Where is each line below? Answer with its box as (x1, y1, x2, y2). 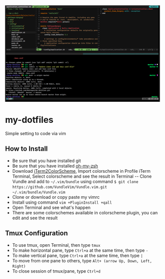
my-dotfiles (5, 115, 54, 125)
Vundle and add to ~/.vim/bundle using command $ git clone (12, 178, 138, 184)
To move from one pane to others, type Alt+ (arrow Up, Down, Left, (12, 257, 152, 263)
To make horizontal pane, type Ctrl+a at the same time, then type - (12, 247, 148, 253)
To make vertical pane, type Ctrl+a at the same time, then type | (12, 253, 143, 258)
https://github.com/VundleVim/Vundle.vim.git (12, 185, 107, 189)
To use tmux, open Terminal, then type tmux (12, 242, 101, 248)
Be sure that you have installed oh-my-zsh (12, 163, 98, 169)
